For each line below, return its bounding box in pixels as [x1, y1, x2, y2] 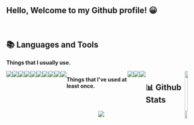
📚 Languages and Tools [6, 40, 99, 50]
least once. [66, 82, 95, 89]
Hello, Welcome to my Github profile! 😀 [6, 5, 158, 16]
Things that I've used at [66, 75, 127, 83]
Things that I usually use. [6, 59, 71, 66]
